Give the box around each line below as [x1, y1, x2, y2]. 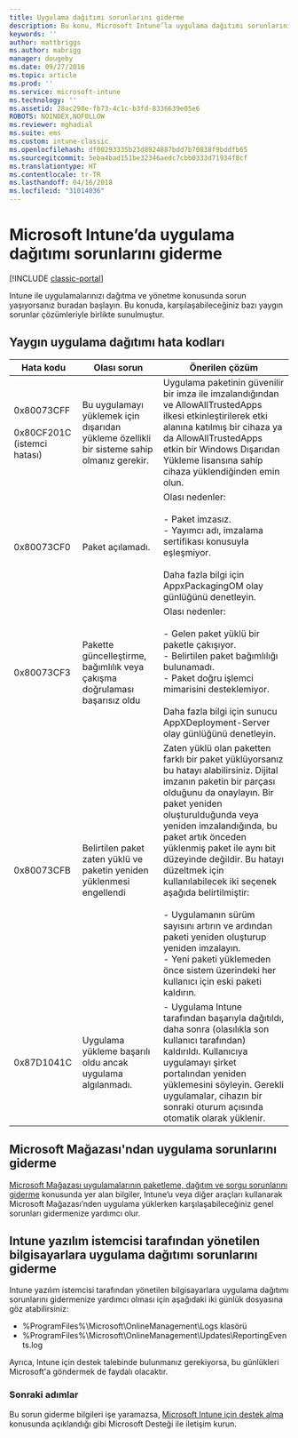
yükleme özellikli [82, 432, 152, 444]
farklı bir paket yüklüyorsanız [162, 753, 284, 765]
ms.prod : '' [9, 79, 53, 88]
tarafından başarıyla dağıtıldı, [162, 1011, 284, 1024]
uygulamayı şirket [162, 1056, 237, 1068]
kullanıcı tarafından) [162, 1034, 247, 1046]
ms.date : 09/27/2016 [9, 63, 86, 72]
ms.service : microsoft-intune [9, 87, 122, 96]
